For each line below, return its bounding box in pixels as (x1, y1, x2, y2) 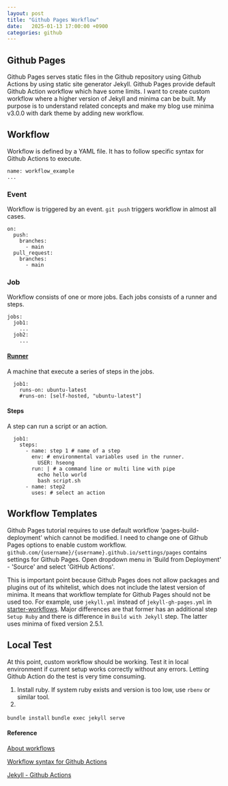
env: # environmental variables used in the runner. (31, 453, 185, 460)
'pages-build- (160, 526, 199, 535)
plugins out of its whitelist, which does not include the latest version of (7, 583, 205, 591)
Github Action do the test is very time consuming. (7, 672, 147, 680)
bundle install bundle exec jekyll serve (7, 714, 125, 722)
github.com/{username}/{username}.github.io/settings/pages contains (7, 548, 208, 556)
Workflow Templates (7, 508, 98, 519)
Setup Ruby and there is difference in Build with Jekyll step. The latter (7, 612, 208, 620)
